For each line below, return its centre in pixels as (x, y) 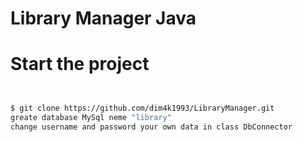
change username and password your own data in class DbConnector (151, 127)
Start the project (80, 64)
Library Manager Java (103, 18)
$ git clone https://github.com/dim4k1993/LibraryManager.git (142, 108)
